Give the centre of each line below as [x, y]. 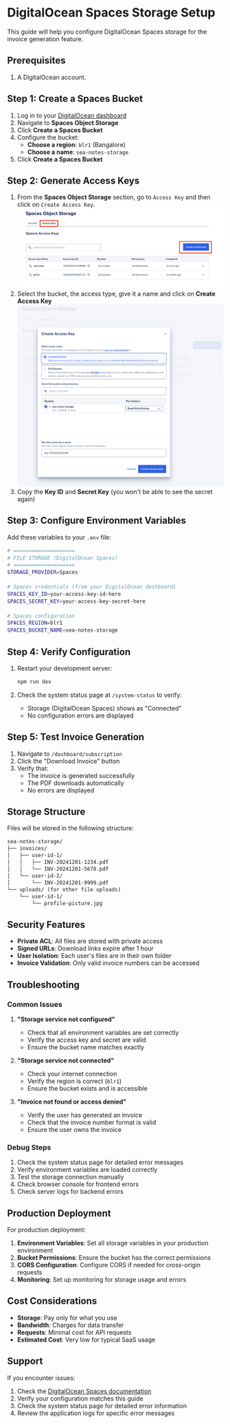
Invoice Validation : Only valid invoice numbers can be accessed [108, 963]
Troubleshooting [44, 984]
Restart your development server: [65, 668]
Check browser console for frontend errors [78, 1184]
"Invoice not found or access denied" [72, 1102]
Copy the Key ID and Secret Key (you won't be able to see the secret [115, 491]
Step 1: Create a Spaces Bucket [75, 99]
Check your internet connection [72, 1073]
